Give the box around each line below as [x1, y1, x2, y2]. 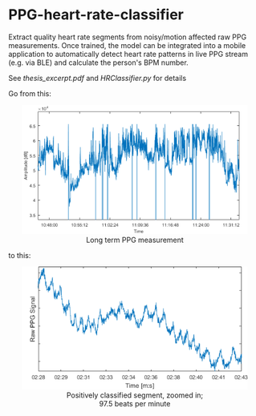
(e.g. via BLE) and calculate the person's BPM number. [8, 58, 189, 67]
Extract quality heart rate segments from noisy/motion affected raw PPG [8, 32, 247, 42]
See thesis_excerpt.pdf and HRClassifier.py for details [8, 73, 187, 83]
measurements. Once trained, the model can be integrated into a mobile [8, 40, 246, 50]
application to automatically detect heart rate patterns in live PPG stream [8, 49, 249, 59]
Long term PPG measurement [85, 235, 185, 244]
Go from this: [8, 88, 52, 98]
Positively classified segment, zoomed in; [66, 390, 204, 400]
